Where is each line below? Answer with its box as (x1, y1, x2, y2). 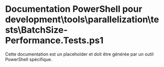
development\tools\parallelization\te (5, 14, 159, 25)
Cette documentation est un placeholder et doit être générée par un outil (5, 51, 154, 57)
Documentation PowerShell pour (5, 3, 143, 15)
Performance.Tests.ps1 (5, 35, 104, 46)
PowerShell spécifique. (5, 56, 52, 62)
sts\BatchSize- (5, 25, 68, 35)
